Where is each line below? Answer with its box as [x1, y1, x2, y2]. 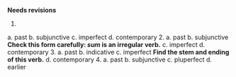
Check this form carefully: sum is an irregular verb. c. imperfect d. [7, 41, 206, 48]
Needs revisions [7, 6, 57, 14]
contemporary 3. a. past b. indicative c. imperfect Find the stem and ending [7, 48, 230, 56]
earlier [7, 63, 26, 71]
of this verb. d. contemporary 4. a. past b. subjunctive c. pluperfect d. [7, 55, 213, 64]
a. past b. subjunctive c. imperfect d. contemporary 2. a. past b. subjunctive [7, 33, 229, 41]
